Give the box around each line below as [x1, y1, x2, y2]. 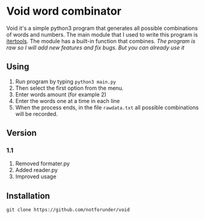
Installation [6, 190, 50, 201]
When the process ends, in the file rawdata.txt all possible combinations [15, 104, 199, 111]
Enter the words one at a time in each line [15, 97, 121, 104]
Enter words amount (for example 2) [15, 90, 107, 98]
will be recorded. [15, 110, 58, 117]
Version [6, 128, 37, 138]
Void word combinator [6, 4, 122, 18]
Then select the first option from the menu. [15, 84, 124, 92]
